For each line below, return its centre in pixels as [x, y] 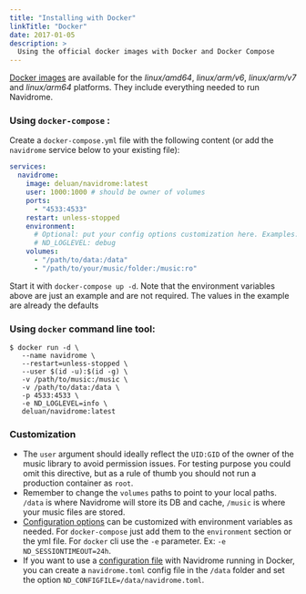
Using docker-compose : [60, 121]
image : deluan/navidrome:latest [87, 184]
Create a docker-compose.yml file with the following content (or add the [142, 140]
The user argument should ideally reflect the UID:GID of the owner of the [158, 454]
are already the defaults [54, 305]
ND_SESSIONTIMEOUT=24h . [67, 551]
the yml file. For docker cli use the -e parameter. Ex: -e [124, 541]
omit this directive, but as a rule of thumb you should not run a [139, 474]
